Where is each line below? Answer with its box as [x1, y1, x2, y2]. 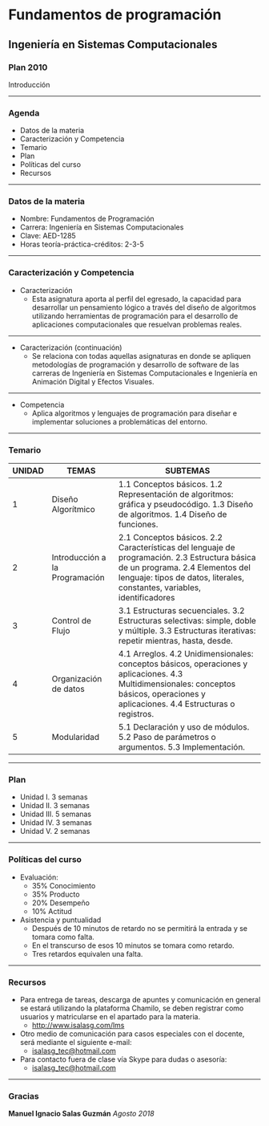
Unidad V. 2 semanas [19, 827, 90, 836]
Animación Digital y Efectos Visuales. [31, 376, 155, 386]
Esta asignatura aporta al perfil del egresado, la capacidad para [31, 294, 242, 303]
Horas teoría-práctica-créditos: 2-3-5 [19, 239, 144, 250]
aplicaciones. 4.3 [118, 669, 183, 680]
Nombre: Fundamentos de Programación [19, 214, 155, 224]
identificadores [118, 592, 175, 604]
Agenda [8, 107, 40, 118]
